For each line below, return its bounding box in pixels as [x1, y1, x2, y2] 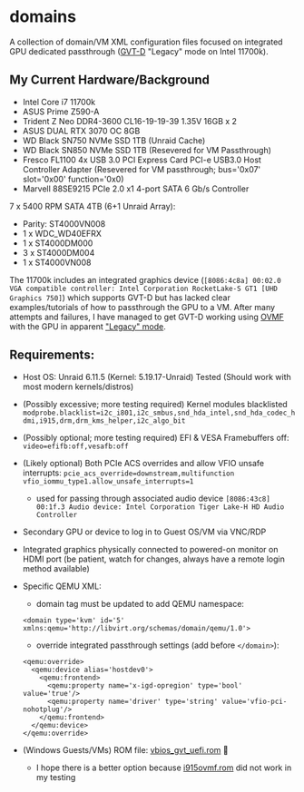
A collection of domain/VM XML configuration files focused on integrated [9, 36, 283, 47]
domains [9, 6, 77, 27]
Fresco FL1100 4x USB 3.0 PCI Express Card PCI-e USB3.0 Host [22, 154, 261, 165]
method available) [22, 562, 91, 573]
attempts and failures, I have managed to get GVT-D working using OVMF [9, 311, 284, 322]
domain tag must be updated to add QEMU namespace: [35, 598, 245, 609]
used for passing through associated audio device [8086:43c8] [35, 493, 270, 504]
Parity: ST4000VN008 [22, 218, 106, 229]
